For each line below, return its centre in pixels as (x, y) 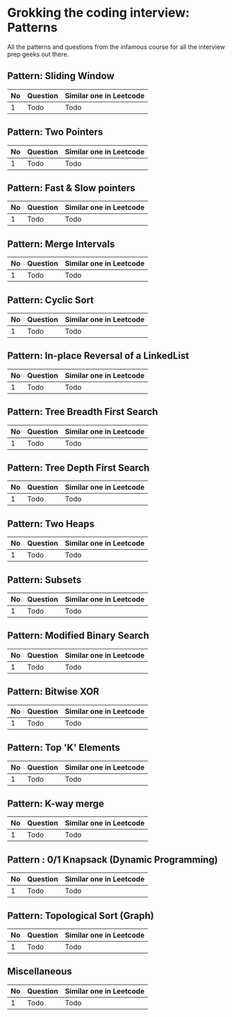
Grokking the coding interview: (98, 13)
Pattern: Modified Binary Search (78, 636)
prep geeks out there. (38, 54)
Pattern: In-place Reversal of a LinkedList (98, 356)
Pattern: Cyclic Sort (51, 300)
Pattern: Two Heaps (51, 524)
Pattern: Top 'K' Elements (64, 748)
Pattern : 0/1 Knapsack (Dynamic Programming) (113, 860)
